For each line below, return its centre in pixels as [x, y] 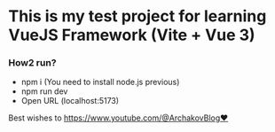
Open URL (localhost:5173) [70, 101]
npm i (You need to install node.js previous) [100, 82]
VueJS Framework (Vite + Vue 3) [132, 35]
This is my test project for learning [137, 16]
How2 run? [32, 63]
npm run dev [44, 91]
